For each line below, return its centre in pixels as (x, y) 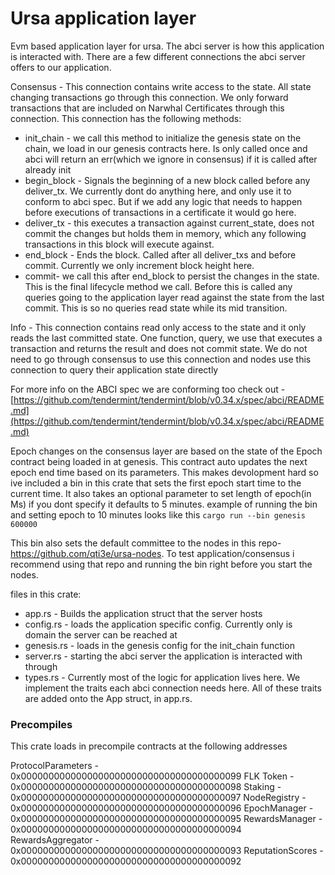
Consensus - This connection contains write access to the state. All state (161, 86)
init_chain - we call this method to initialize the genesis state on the (163, 138)
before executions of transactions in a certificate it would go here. (160, 212)
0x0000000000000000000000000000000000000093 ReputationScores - (167, 851)
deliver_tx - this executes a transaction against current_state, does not (169, 223)
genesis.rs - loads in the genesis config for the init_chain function (159, 645)
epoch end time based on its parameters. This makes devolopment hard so (164, 472)
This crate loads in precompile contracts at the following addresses (149, 746)
